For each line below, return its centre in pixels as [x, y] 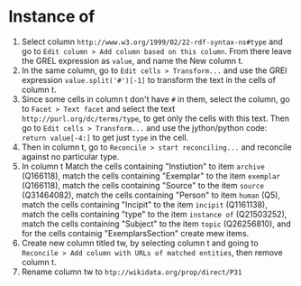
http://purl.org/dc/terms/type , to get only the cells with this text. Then [155, 118]
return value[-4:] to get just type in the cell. [105, 137]
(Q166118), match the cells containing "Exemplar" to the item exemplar [151, 175]
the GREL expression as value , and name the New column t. [132, 60]
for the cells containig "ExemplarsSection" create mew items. [135, 233]
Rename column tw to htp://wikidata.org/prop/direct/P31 [132, 272]
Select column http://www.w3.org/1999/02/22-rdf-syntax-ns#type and [152, 42]
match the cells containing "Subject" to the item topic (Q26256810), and [156, 224]
